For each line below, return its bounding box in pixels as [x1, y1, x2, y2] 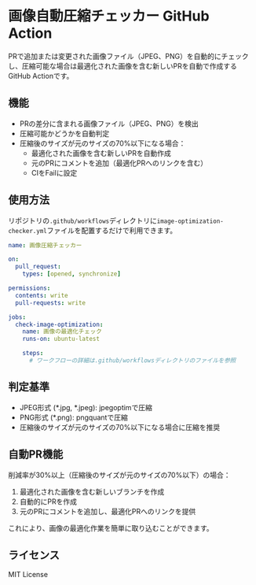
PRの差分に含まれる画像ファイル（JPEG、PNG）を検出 [19, 119, 199, 128]
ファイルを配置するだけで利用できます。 [46, 225, 177, 235]
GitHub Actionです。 [8, 71, 74, 80]
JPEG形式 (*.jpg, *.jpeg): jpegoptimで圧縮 [19, 402, 153, 412]
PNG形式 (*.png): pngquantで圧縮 [19, 413, 128, 422]
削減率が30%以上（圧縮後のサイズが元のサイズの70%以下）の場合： [8, 470, 231, 479]
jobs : [8, 313, 26, 321]
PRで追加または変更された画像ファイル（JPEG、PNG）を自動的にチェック [8, 51, 249, 61]
